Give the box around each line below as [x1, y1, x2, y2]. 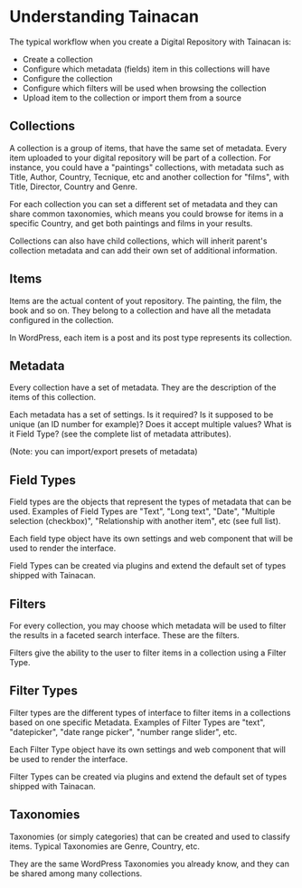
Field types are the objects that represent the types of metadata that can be [9, 496, 292, 508]
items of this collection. [9, 392, 97, 403]
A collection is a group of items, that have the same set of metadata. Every [9, 142, 288, 153]
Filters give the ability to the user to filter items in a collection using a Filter [9, 647, 287, 658]
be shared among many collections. [9, 867, 143, 879]
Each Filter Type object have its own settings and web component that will [9, 744, 287, 755]
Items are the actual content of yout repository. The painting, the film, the [9, 295, 282, 306]
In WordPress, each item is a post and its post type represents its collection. [9, 332, 292, 343]
